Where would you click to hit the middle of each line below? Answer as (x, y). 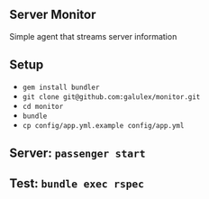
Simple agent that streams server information (93, 36)
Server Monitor (53, 15)
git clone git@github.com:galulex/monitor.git (111, 97)
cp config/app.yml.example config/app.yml (103, 125)
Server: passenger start (77, 154)
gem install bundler (61, 87)
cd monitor (43, 106)
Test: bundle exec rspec (77, 184)
